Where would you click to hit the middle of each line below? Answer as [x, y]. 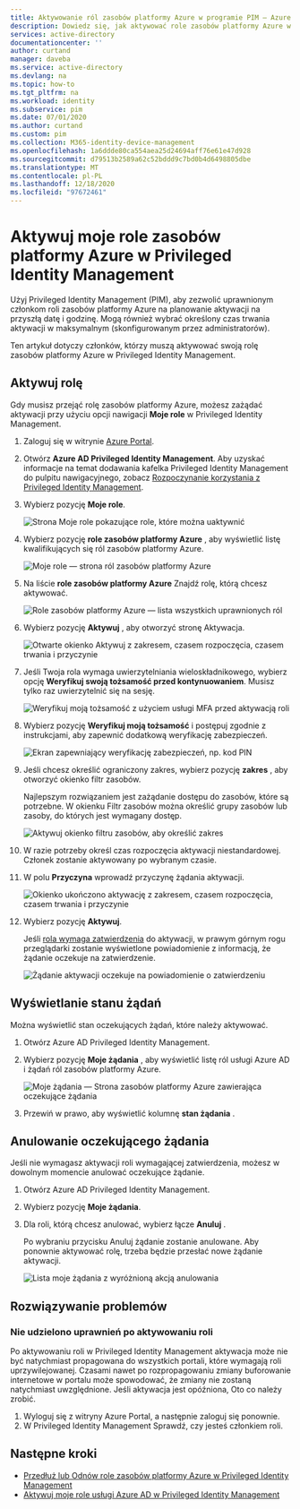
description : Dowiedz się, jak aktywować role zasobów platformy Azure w [151, 26]
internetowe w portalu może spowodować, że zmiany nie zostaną [131, 1380]
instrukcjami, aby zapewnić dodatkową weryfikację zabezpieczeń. [145, 734]
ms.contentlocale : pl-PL [56, 176]
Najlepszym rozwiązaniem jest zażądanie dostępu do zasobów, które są [156, 796]
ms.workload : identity [52, 101]
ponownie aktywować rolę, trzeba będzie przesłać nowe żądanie [143, 1251]
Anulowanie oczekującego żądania [110, 1141]
